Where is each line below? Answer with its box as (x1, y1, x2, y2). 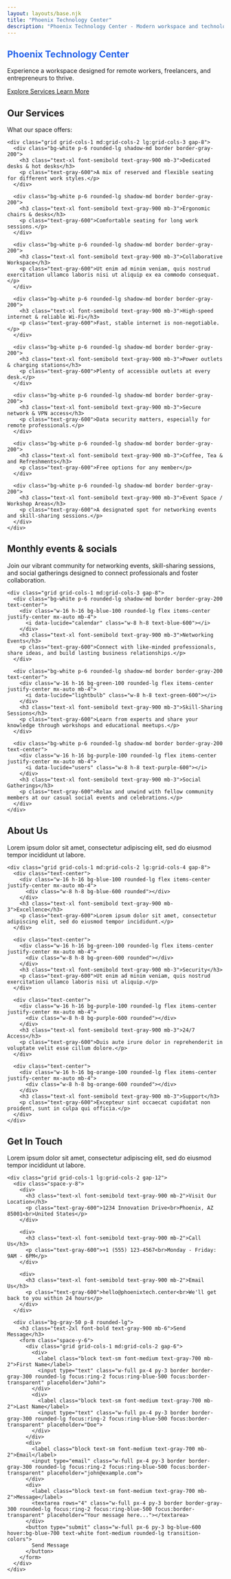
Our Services (7, 107, 65, 119)
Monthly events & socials (7, 543, 118, 555)
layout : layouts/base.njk (7, 10, 81, 17)
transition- (167, 1530, 201, 1537)
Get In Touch (7, 1136, 63, 1147)
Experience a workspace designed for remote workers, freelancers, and (7, 67, 211, 75)
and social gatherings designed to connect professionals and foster (7, 569, 199, 577)
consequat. (188, 271, 220, 278)
